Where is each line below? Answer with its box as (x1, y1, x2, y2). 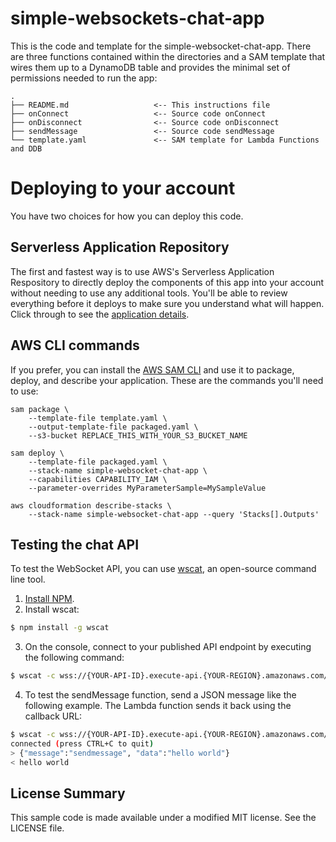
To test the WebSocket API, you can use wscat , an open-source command (10, 563, 317, 575)
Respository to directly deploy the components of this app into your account (10, 276, 325, 288)
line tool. (10, 573, 46, 586)
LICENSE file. (10, 822, 65, 834)
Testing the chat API (10, 536, 140, 553)
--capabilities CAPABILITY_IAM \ (28, 474, 168, 484)
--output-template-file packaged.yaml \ (28, 422, 199, 432)
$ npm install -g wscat (10, 623, 110, 633)
